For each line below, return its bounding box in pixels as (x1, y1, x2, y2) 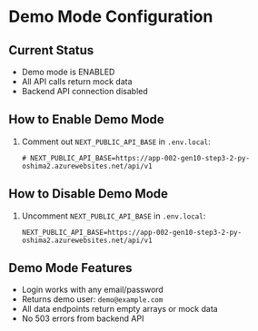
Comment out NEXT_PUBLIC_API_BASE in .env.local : (21, 136, 211, 147)
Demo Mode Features (8, 260, 133, 276)
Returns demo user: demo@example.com (21, 294, 164, 305)
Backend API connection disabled (21, 86, 149, 96)
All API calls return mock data (21, 76, 133, 87)
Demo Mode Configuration (8, 6, 213, 27)
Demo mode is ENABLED (21, 66, 115, 77)
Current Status (8, 43, 94, 58)
